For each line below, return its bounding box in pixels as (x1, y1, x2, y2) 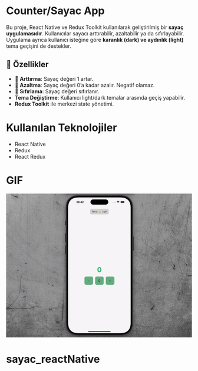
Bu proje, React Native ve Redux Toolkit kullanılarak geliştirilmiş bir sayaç (6, 24, 184, 31)
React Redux (14, 153, 46, 160)
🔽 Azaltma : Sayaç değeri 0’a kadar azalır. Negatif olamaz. (14, 81, 155, 88)
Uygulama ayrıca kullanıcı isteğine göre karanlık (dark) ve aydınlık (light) (6, 36, 184, 43)
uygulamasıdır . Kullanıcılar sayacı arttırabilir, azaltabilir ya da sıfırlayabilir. (6, 29, 184, 37)
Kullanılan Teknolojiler (6, 121, 117, 134)
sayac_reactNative (6, 353, 100, 366)
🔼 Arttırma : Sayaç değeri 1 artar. (14, 75, 94, 82)
